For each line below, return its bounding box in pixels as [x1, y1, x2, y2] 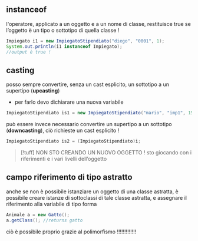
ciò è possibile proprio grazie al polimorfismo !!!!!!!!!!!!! [6, 228, 137, 235]
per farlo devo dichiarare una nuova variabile [14, 98, 124, 105]
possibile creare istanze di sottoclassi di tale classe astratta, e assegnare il [6, 194, 187, 201]
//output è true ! [6, 49, 51, 55]
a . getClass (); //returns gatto [6, 217, 83, 223]
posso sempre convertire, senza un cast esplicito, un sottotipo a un [6, 81, 170, 88]
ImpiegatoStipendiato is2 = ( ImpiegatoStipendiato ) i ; [6, 138, 141, 144]
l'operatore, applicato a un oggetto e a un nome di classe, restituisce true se [6, 20, 192, 27]
